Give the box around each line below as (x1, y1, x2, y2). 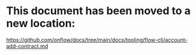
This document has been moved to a (6, 4, 191, 18)
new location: (6, 17, 76, 30)
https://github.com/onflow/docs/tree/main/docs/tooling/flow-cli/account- (6, 36, 188, 43)
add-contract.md (6, 43, 49, 50)
